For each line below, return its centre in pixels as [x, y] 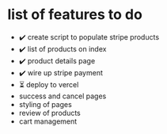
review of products [49, 113]
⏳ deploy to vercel [49, 84]
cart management [48, 121]
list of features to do [75, 15]
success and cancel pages [63, 96]
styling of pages [45, 104]
